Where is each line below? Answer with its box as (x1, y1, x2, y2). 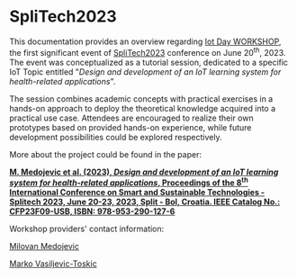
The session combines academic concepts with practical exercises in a (9, 93, 274, 104)
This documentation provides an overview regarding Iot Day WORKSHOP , (9, 36, 282, 47)
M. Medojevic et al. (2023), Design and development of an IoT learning (9, 166, 279, 177)
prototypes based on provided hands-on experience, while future (9, 121, 252, 132)
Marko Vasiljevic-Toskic (9, 258, 97, 269)
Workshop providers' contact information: (9, 223, 165, 235)
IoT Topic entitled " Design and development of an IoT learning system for (9, 66, 282, 77)
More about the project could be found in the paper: (9, 148, 202, 159)
